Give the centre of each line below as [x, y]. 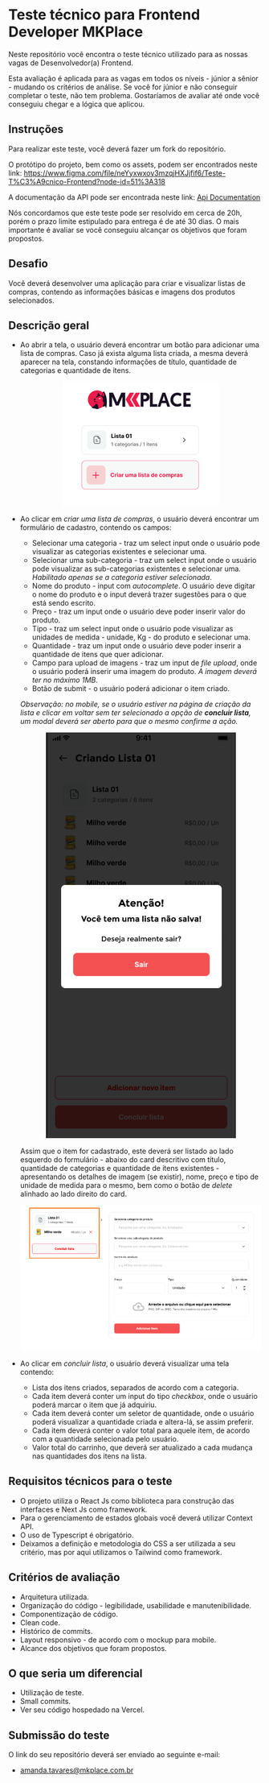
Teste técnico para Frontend [104, 15]
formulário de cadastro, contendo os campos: [96, 527]
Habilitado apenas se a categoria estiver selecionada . [122, 577]
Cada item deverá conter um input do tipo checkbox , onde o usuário [145, 1396]
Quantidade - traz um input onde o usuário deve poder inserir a [137, 646]
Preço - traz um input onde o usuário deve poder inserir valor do [139, 612]
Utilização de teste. [52, 1693]
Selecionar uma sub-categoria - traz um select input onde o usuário [144, 561]
